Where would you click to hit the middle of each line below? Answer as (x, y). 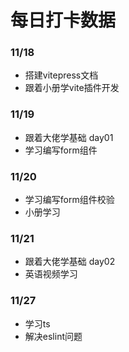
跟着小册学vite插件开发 (72, 88)
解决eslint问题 (53, 336)
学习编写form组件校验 (69, 200)
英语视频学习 (51, 274)
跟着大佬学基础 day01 (69, 137)
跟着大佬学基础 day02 (70, 262)
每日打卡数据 (63, 20)
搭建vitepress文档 (61, 75)
